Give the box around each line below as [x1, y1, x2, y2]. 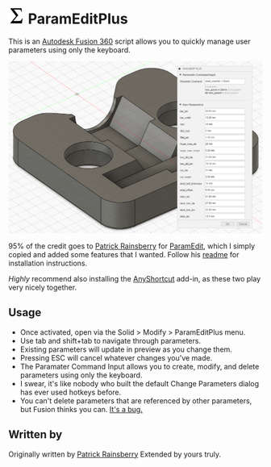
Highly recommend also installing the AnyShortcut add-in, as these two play [8, 274, 261, 284]
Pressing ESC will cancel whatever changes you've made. [19, 352, 213, 362]
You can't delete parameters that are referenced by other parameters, [19, 395, 252, 406]
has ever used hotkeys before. [19, 387, 122, 397]
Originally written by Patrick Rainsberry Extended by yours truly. [8, 449, 222, 459]
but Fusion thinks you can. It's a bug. [19, 404, 143, 414]
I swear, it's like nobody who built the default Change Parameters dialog [19, 378, 260, 388]
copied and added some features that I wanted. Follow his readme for [8, 250, 240, 260]
